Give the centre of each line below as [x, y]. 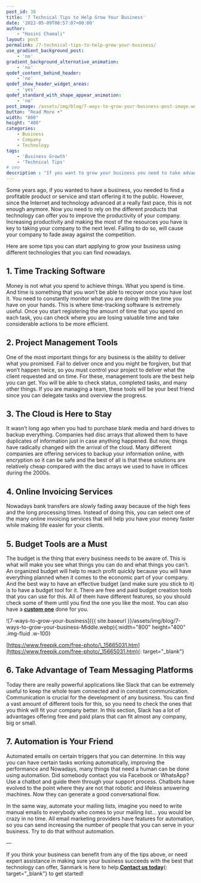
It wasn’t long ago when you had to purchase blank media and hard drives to [100, 428]
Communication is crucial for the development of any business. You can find [100, 697]
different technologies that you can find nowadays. [69, 252]
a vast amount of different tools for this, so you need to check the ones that [99, 704]
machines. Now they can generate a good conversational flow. [83, 794]
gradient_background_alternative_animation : [63, 62]
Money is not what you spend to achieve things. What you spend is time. [96, 285]
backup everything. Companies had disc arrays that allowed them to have [97, 435]
